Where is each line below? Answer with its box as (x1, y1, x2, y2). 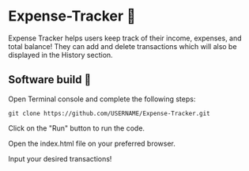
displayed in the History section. (8, 50, 113, 59)
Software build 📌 (8, 73, 92, 86)
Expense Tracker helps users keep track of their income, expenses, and (8, 33, 243, 43)
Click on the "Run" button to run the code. (8, 123, 145, 133)
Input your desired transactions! (8, 154, 112, 163)
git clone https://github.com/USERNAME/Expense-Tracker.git (8, 109, 211, 117)
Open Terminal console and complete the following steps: (8, 94, 196, 104)
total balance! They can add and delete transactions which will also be (8, 41, 237, 51)
